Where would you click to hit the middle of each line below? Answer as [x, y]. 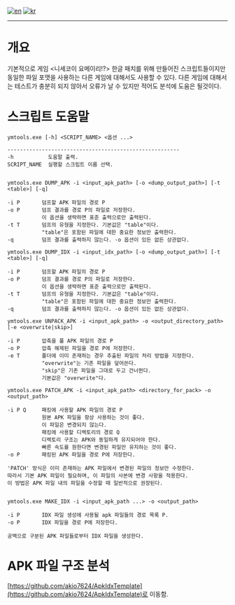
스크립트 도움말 [48, 117]
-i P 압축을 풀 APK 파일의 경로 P [60, 341]
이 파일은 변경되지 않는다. [74, 425]
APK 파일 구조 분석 [58, 566]
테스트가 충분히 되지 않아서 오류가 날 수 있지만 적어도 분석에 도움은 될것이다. [118, 86]
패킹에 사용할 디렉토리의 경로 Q [81, 432]
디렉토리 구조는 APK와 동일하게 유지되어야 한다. [101, 440]
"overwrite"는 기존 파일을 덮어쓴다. [89, 363]
